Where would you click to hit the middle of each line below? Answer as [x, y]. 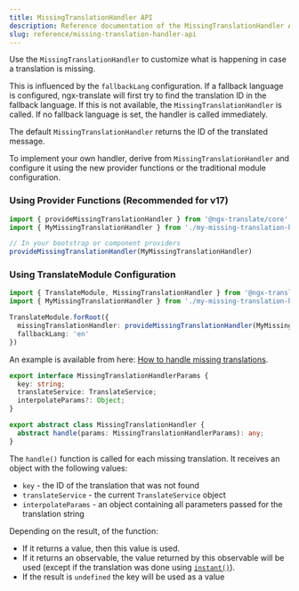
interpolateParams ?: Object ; [71, 401]
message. [27, 141]
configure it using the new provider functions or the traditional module [138, 168]
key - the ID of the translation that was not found [111, 485]
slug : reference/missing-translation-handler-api [103, 34]
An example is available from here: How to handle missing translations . [139, 359]
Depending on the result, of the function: [84, 530]
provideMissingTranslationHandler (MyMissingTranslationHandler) [131, 252]
